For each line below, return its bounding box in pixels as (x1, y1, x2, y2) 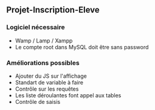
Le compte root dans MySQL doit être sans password (15, 43, 149, 50)
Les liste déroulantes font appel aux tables (15, 91, 122, 99)
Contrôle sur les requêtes (15, 85, 79, 92)
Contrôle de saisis (15, 98, 61, 105)
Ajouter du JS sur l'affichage (15, 72, 87, 80)
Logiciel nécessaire (6, 23, 65, 32)
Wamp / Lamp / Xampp (15, 36, 73, 44)
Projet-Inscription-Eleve (6, 5, 100, 15)
